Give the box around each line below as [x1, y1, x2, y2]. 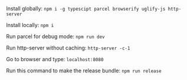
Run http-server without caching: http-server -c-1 [6, 44, 130, 51]
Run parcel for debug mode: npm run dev [6, 33, 105, 40]
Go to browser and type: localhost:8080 [6, 56, 104, 62]
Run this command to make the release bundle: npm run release [6, 67, 162, 74]
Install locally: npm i [6, 22, 54, 28]
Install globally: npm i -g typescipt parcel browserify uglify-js [6, 5, 166, 12]
